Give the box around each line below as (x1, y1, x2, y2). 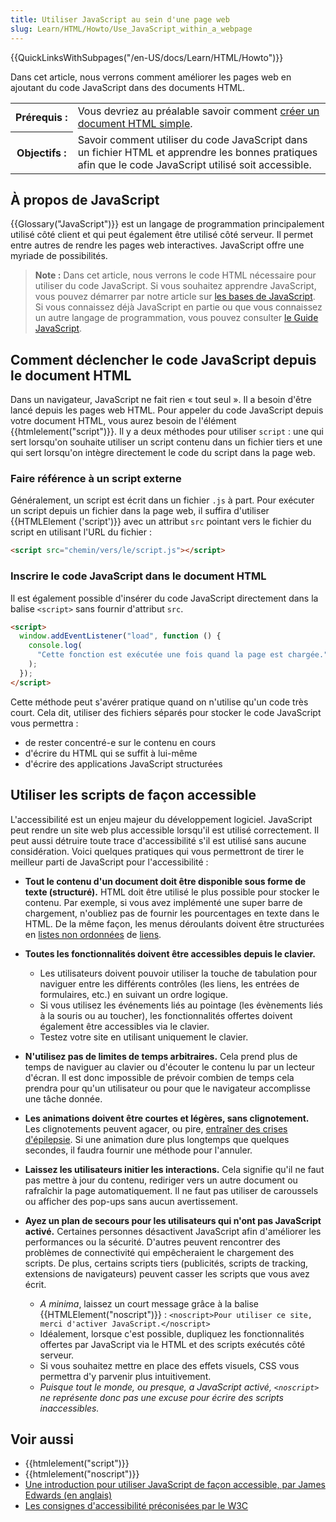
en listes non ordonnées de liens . (24, 928, 162, 940)
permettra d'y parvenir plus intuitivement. (39, 1370, 212, 1382)
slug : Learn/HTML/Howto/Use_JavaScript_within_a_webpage (10, 24, 253, 34)
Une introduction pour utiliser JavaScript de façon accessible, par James (24, 1479, 326, 1491)
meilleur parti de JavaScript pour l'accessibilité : (10, 856, 209, 868)
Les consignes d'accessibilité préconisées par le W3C (24, 1500, 249, 1512)
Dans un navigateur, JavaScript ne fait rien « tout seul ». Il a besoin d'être (10, 394, 312, 406)
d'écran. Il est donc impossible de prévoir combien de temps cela (24, 1071, 295, 1083)
